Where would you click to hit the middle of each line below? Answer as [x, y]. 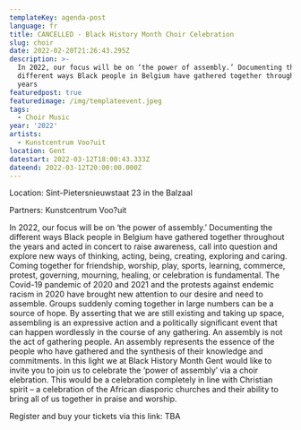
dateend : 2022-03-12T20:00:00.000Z [76, 168]
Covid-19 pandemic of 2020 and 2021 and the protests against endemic [142, 285]
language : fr [34, 26]
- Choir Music [43, 117]
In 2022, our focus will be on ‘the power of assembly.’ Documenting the [141, 228]
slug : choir [31, 43]
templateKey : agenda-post [57, 17]
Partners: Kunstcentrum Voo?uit [68, 211]
